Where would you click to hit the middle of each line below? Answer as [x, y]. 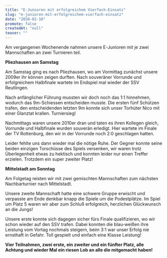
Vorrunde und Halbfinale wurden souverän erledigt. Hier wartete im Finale [81, 128]
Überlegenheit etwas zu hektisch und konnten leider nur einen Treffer [77, 154]
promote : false [21, 24]
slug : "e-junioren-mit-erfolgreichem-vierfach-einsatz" [64, 14]
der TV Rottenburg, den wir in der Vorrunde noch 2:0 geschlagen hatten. [80, 133]
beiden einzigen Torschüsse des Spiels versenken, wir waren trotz [74, 148]
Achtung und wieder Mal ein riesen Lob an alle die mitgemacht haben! [79, 250]
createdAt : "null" [24, 28]
